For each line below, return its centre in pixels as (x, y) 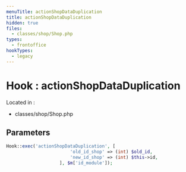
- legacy (22, 56)
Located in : (21, 102)
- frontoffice (29, 45)
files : (14, 28)
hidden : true (22, 23)
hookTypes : (20, 51)
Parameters (28, 132)
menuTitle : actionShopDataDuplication (54, 12)
